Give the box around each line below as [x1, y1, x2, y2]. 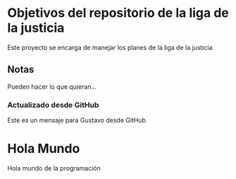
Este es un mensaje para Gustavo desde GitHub [7, 116, 147, 125]
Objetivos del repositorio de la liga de [7, 5, 229, 21]
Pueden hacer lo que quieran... [7, 82, 97, 91]
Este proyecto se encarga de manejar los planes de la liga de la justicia [7, 43, 213, 51]
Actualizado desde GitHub [7, 100, 99, 110]
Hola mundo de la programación [7, 163, 101, 172]
